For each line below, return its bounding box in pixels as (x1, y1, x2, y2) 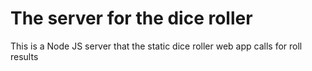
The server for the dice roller (10, 7, 253, 30)
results (10, 50, 39, 62)
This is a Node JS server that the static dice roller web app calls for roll (10, 40, 303, 52)
